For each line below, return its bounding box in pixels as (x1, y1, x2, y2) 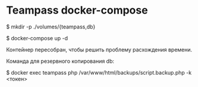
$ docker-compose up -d (6, 34, 68, 41)
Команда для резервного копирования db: (6, 57, 115, 65)
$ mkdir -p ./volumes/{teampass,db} (6, 23, 96, 30)
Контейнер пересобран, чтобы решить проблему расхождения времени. (6, 46, 193, 53)
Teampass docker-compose (6, 4, 148, 17)
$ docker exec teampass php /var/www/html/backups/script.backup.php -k (6, 69, 192, 76)
